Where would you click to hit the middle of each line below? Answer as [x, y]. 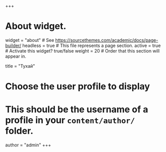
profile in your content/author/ [70, 120]
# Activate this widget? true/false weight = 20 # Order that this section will [82, 50]
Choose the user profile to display [78, 87]
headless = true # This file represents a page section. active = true [92, 45]
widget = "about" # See [30, 40]
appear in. [16, 56]
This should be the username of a [77, 110]
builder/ [13, 45]
